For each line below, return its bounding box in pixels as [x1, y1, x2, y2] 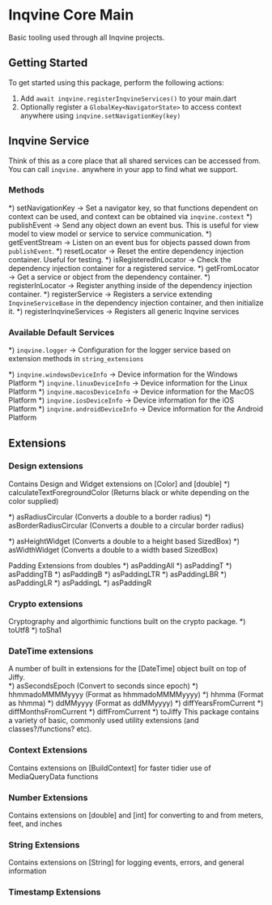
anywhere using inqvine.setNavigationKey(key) [19, 110, 181, 120]
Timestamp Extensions [8, 886, 101, 898]
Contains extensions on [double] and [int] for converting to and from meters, [8, 810, 264, 821]
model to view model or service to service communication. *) [8, 229, 212, 239]
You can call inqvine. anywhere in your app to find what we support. [8, 164, 238, 174]
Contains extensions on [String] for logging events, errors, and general [8, 858, 244, 868]
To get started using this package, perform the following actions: [8, 77, 224, 87]
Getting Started [8, 56, 88, 70]
